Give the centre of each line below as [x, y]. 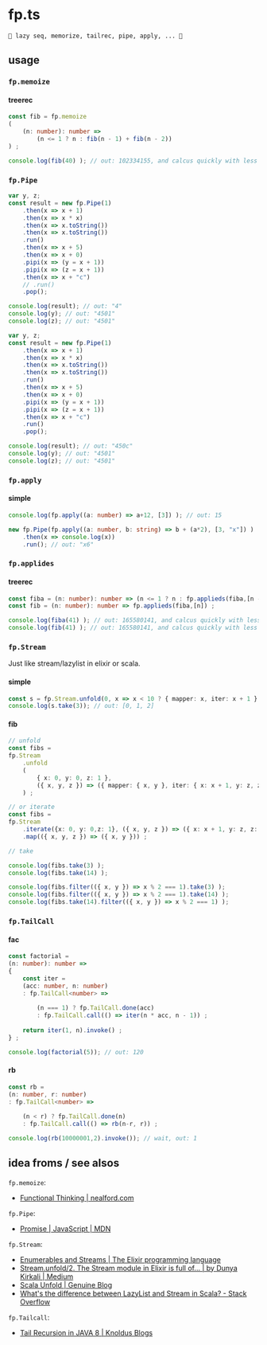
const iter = [44, 978]
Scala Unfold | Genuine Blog [66, 1284]
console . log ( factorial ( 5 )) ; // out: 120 [76, 1052]
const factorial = [39, 956]
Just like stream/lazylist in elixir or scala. [74, 663]
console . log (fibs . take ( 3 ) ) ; [56, 866]
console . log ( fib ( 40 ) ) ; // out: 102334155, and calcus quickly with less [133, 161]
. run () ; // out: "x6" [58, 544]
